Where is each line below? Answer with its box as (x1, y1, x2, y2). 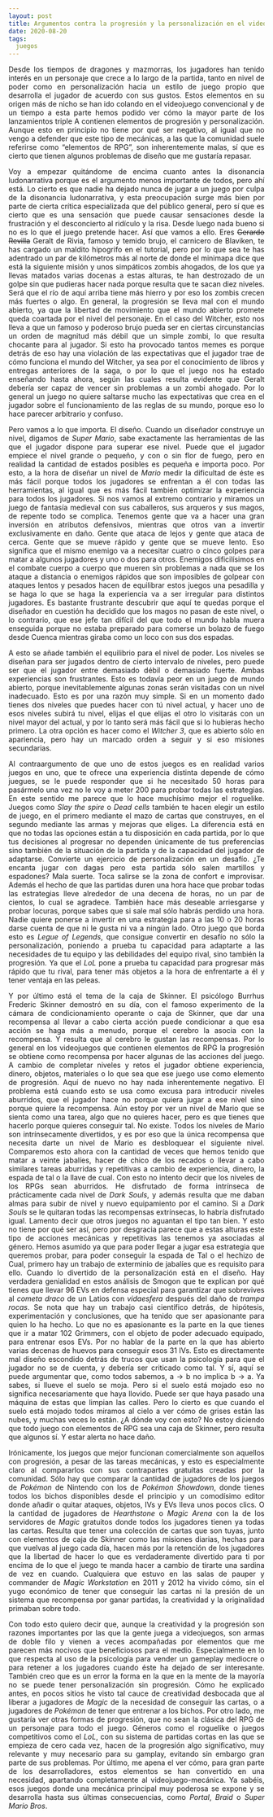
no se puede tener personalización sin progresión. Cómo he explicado (8, 1680, 265, 1690)
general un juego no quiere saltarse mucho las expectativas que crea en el (8, 392, 265, 401)
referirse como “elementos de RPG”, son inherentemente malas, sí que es (8, 142, 265, 152)
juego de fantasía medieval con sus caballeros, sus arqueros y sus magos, (8, 502, 265, 513)
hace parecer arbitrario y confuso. (8, 409, 123, 419)
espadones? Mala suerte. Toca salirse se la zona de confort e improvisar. (8, 872, 265, 882)
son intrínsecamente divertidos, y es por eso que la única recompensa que (8, 1129, 265, 1140)
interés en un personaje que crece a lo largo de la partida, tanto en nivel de (8, 73, 265, 83)
